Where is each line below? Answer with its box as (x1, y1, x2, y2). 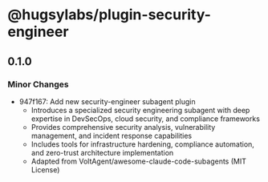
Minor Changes (7, 79, 69, 90)
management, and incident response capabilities (30, 131, 193, 140)
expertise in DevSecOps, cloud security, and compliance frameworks (30, 114, 260, 123)
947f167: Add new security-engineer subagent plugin (18, 96, 196, 106)
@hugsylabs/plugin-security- (7, 6, 212, 24)
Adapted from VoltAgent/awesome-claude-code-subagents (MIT (30, 156, 246, 166)
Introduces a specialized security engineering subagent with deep (30, 105, 250, 115)
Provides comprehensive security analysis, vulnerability (30, 122, 216, 131)
